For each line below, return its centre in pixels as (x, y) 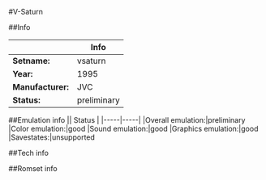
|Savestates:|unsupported (52, 137)
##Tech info (28, 153)
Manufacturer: (41, 87)
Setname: (31, 61)
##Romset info (33, 168)
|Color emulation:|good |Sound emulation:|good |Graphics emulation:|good (133, 129)
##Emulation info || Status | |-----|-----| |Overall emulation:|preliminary (127, 120)
